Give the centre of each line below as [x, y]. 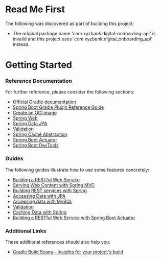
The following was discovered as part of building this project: [70, 23]
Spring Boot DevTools [36, 145]
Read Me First [35, 9]
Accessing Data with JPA [39, 196]
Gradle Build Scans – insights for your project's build [68, 252]
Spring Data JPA [30, 124]
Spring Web [25, 118]
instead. [21, 44]
